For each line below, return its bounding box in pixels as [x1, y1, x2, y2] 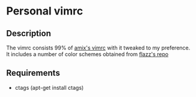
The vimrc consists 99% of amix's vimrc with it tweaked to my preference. [6, 44, 191, 51]
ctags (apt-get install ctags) [14, 84, 84, 91]
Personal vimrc [6, 4, 83, 18]
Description [6, 28, 51, 39]
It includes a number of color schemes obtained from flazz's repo [6, 51, 169, 58]
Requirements [6, 68, 60, 78]
